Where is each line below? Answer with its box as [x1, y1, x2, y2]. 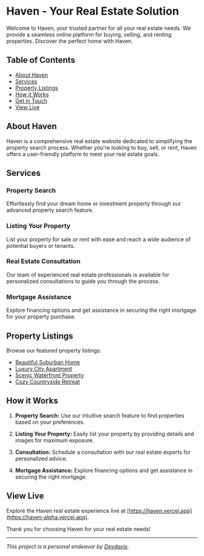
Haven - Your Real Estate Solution [6, 4, 179, 18]
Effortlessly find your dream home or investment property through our [6, 200, 181, 208]
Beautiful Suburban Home [15, 358, 80, 366]
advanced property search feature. [6, 206, 94, 214]
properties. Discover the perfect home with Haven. [6, 37, 134, 44]
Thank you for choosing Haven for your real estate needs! [6, 525, 151, 532]
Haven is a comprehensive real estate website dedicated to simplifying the [6, 137, 192, 144]
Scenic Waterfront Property [15, 371, 84, 379]
